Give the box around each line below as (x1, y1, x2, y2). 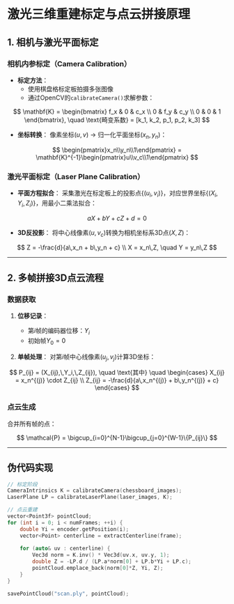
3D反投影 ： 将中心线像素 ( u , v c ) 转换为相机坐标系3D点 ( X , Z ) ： (17, 228, 191, 238)
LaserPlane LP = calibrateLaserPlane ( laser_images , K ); (7, 494, 173, 501)
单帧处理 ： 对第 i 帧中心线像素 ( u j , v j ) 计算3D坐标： (17, 353, 156, 362)
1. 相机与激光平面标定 (7, 36, 99, 48)
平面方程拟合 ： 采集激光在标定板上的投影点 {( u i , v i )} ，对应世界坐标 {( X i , (17, 189, 218, 199)
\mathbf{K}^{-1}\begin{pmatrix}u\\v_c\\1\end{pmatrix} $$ (36, 153, 198, 161)
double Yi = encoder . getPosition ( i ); (19, 525, 130, 533)
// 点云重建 (7, 506, 38, 513)
